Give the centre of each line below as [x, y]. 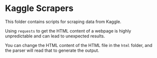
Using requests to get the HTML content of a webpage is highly [68, 31]
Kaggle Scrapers [39, 8]
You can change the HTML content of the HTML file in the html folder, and [79, 45]
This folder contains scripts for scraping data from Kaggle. [63, 22]
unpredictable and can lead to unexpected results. [55, 36]
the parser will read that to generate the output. [52, 50]
